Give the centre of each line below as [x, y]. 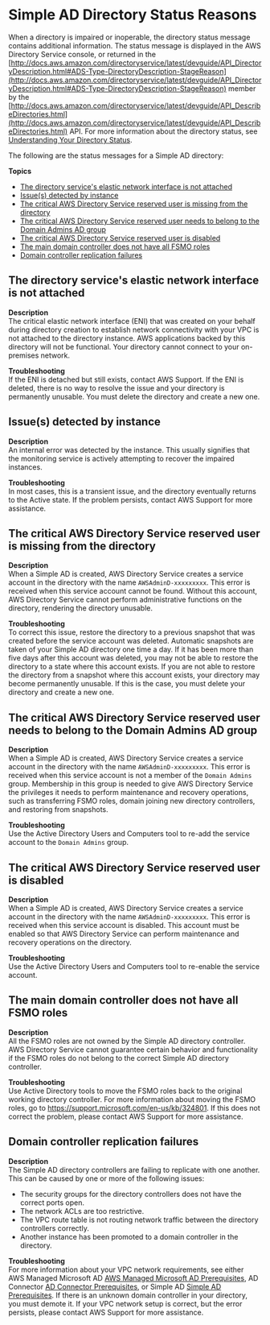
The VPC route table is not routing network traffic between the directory [139, 1219]
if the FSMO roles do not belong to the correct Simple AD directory [119, 1058]
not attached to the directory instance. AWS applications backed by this [127, 338]
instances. [25, 467]
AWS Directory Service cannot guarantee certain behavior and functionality [133, 1050]
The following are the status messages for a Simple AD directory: [116, 155]
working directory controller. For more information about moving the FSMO [132, 1099]
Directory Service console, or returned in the [82, 54]
